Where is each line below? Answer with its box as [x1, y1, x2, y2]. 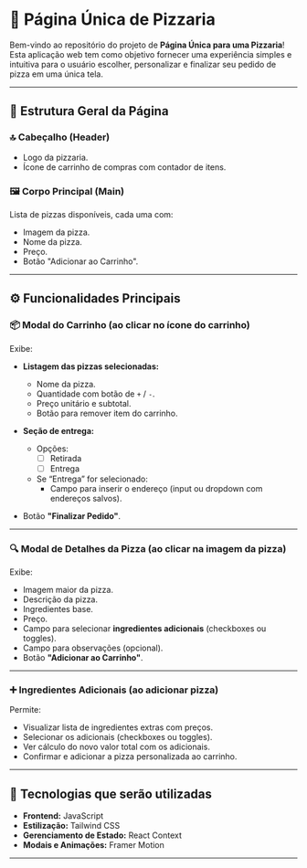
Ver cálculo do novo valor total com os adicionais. [22, 741, 210, 753]
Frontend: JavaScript [22, 810, 104, 821]
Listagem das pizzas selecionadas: [22, 361, 160, 372]
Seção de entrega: [22, 425, 94, 436]
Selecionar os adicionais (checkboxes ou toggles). [22, 732, 213, 743]
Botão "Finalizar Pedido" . [22, 510, 122, 521]
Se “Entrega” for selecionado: [36, 473, 148, 484]
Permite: [9, 704, 41, 715]
